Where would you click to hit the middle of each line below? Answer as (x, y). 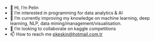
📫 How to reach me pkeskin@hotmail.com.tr (56, 34)
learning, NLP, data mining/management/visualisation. (66, 23)
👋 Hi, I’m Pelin (24, 8)
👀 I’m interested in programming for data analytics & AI (66, 13)
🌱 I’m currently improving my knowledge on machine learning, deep (80, 18)
